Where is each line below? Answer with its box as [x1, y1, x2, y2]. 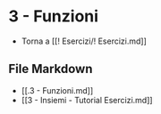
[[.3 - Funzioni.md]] [21, 85, 94, 95]
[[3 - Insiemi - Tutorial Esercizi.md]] [21, 94, 153, 105]
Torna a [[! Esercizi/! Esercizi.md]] [21, 36, 147, 46]
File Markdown [8, 61, 93, 77]
